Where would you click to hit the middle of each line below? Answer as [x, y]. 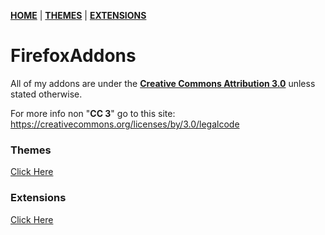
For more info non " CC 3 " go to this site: [93, 113]
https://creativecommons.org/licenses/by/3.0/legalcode [125, 124]
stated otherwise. [46, 94]
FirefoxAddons [73, 56]
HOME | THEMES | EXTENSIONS [78, 15]
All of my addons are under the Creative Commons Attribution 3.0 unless [163, 83]
